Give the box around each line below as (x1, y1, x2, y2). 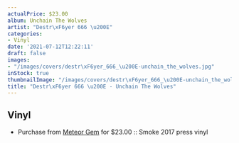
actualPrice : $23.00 (7, 10, 69, 18)
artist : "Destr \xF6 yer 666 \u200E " (7, 23, 113, 30)
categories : (7, 30, 43, 38)
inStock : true (7, 69, 50, 76)
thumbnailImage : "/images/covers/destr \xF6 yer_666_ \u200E (7, 76, 183, 84)
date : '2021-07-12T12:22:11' (7, 43, 94, 50)
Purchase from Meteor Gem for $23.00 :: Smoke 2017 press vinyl (17, 128, 208, 137)
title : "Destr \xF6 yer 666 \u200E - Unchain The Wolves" (7, 83, 176, 90)
